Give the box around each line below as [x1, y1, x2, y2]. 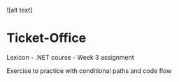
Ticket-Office [6, 31, 87, 46]
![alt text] [6, 6, 33, 14]
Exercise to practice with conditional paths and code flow [6, 66, 172, 75]
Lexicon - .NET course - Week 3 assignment [6, 53, 134, 61]
